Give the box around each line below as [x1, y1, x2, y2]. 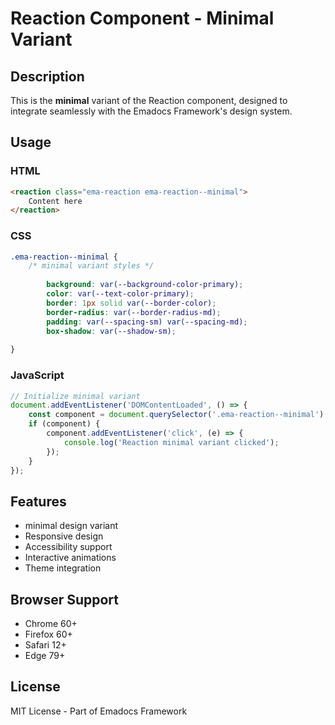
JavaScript [10, 368, 65, 382]
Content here [28, 196, 83, 206]
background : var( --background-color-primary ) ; [46, 280, 244, 290]
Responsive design [24, 530, 104, 542]
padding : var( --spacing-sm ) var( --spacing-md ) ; [46, 317, 248, 327]
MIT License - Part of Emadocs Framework [10, 705, 188, 717]
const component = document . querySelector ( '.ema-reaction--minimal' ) [28, 410, 325, 420]
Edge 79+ [24, 650, 66, 662]
